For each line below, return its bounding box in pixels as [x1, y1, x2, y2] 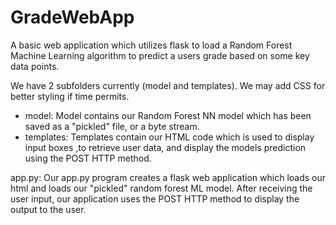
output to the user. [10, 203, 87, 215]
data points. [10, 60, 60, 72]
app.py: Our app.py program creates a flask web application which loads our [10, 171, 327, 183]
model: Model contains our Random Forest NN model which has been [24, 109, 312, 121]
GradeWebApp [10, 6, 135, 29]
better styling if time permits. [10, 90, 130, 102]
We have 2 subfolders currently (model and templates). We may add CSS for [10, 79, 326, 91]
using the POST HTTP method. [24, 152, 152, 164]
